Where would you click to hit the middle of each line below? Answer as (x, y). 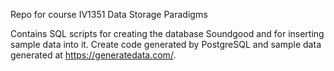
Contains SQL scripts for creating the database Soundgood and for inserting (167, 33)
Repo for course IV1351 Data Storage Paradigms (109, 14)
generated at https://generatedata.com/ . (93, 55)
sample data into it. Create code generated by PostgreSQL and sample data (166, 44)
